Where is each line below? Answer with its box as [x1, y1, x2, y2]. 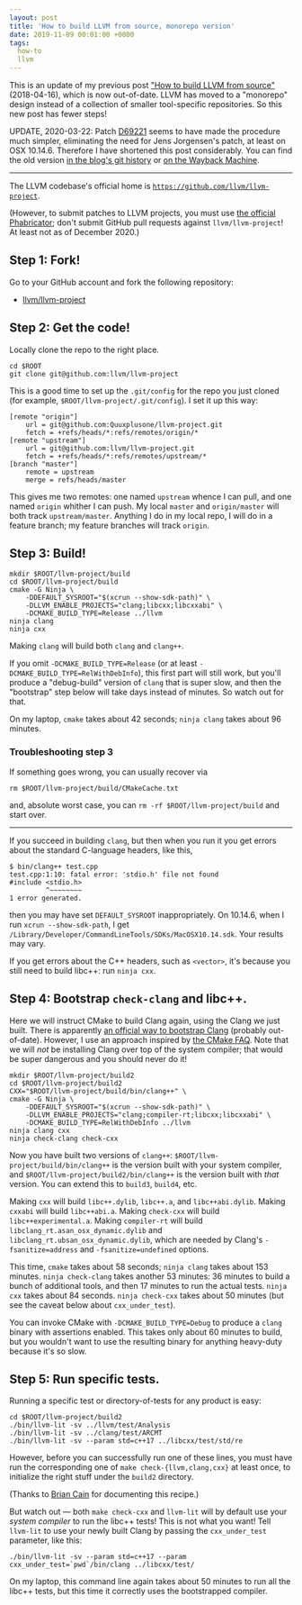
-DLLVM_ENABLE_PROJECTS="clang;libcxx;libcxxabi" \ [25, 601, 223, 611]
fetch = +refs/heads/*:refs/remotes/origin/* [25, 428, 200, 437]
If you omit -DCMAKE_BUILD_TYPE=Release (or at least [9, 658, 198, 669]
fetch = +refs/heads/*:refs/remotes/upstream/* [25, 451, 207, 460]
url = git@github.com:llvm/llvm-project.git [25, 443, 195, 453]
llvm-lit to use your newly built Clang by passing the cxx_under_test [9, 1526, 267, 1537]
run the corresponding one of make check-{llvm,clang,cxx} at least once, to [9, 1462, 291, 1473]
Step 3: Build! [9, 546, 87, 561]
